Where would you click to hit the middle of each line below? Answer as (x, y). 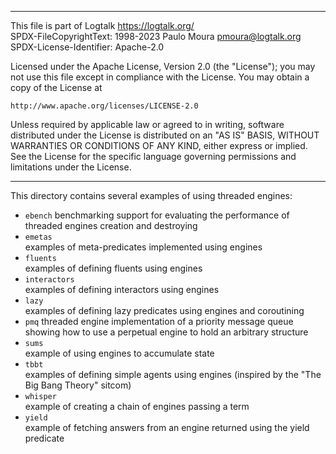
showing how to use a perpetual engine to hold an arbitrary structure (166, 332)
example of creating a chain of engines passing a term (137, 406)
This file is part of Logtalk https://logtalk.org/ (102, 25)
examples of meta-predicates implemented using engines (143, 247)
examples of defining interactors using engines (122, 289)
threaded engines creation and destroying (111, 225)
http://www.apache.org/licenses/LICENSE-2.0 (104, 106)
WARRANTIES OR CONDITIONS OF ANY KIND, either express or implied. (159, 145)
